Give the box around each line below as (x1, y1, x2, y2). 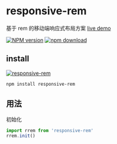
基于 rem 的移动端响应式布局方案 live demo (6, 24, 111, 32)
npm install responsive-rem (6, 81, 76, 87)
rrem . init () (6, 133, 35, 139)
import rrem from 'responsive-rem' (6, 127, 94, 133)
